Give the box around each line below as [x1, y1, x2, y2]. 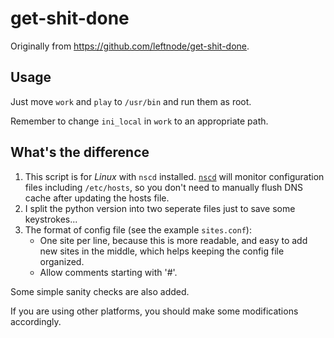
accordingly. [10, 315, 62, 327]
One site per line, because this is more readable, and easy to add [39, 234, 308, 246]
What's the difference [10, 144, 150, 161]
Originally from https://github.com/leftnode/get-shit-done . [10, 40, 250, 52]
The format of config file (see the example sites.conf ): [24, 223, 252, 236]
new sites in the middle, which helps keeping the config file [39, 245, 285, 257]
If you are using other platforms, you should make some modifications [10, 305, 299, 317]
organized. [39, 255, 85, 267]
